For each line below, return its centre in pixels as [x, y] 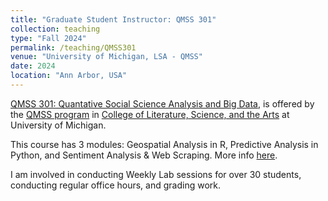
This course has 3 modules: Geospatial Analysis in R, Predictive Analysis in [164, 144]
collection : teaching [55, 29]
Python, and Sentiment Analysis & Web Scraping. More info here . [144, 155]
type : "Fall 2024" [48, 38]
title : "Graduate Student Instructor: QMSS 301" [113, 19]
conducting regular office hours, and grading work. [116, 185]
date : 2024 [33, 66]
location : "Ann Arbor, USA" [69, 76]
